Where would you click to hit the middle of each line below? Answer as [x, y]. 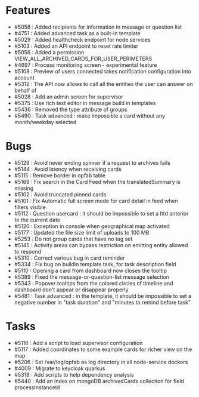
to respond [27, 251]
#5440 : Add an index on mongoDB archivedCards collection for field [99, 381]
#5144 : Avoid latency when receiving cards [68, 169]
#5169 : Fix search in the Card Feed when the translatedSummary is [97, 181]
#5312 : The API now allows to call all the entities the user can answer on [103, 84]
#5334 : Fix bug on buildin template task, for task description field [95, 264]
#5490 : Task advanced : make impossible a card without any [89, 116]
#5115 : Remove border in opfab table [60, 175]
